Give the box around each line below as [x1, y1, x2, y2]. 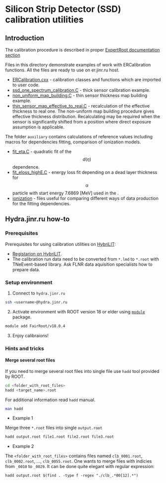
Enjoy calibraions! [12, 332, 49, 338]
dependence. [12, 164, 40, 170]
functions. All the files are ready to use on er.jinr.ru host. [5, 67, 120, 73]
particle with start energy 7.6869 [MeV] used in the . [12, 190, 119, 196]
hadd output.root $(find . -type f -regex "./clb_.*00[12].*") [5, 473, 139, 478]
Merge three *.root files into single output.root [5, 425, 103, 431]
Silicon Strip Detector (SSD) [5, 3, 121, 15]
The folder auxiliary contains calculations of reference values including [5, 134, 153, 139]
